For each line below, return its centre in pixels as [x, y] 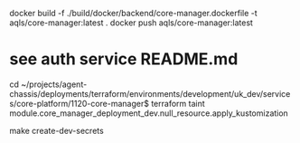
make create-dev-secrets [56, 130]
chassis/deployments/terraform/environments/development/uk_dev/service [150, 93]
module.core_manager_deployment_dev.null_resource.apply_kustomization [149, 113]
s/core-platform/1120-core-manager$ [79, 103]
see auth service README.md [124, 59]
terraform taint [178, 103]
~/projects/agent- [54, 84]
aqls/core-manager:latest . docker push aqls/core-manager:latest [131, 23]
